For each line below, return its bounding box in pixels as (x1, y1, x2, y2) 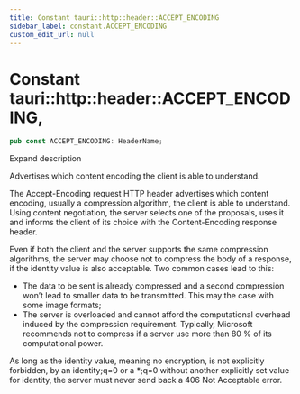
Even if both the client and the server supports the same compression (9, 244, 268, 255)
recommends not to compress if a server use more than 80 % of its (22, 328, 273, 339)
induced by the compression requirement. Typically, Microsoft (22, 319, 253, 330)
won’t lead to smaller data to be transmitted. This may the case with (22, 290, 275, 301)
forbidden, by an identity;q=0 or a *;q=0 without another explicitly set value (9, 365, 290, 376)
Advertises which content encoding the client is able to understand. (9, 170, 260, 181)
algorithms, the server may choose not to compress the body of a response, (9, 253, 292, 264)
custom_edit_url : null (9, 30, 95, 39)
